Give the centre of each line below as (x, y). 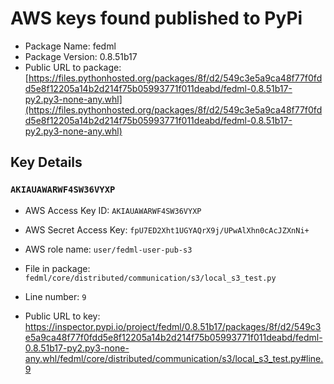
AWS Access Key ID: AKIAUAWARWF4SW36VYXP (113, 210)
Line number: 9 (55, 296)
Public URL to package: (73, 67)
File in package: (57, 268)
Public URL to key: (62, 316)
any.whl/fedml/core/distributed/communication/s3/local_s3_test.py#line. (174, 358)
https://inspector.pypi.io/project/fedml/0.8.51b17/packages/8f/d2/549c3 (173, 326)
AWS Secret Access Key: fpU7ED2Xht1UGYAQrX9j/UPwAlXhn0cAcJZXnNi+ (167, 229)
